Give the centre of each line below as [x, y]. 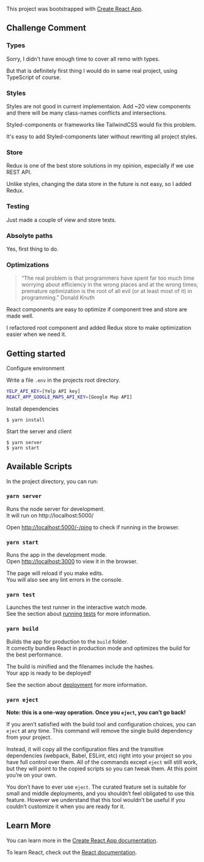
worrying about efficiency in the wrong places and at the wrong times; [110, 284]
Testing [18, 206]
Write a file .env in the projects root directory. [64, 380]
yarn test [21, 595]
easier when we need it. [36, 334]
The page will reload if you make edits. [55, 573]
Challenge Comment [46, 28]
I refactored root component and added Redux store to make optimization [99, 328]
